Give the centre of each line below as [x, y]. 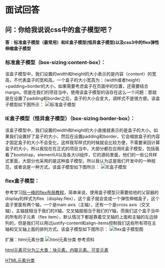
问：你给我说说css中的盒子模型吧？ [59, 30]
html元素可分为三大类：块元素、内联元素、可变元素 [57, 250]
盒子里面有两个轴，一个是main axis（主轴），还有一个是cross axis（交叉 [78, 204]
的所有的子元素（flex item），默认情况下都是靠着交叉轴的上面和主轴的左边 [79, 217]
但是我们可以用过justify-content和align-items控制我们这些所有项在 [85, 223]
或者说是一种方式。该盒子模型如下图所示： [56, 167]
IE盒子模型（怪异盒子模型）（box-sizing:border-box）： [70, 119]
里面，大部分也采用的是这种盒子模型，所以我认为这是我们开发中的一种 [80, 161]
